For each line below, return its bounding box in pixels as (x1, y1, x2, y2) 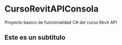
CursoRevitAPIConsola (4, 3, 99, 15)
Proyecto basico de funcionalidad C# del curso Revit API (4, 19, 117, 25)
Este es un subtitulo (4, 33, 66, 42)
